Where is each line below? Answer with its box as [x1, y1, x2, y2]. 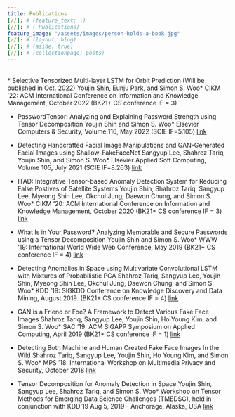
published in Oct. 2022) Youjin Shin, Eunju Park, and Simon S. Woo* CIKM [7, 84, 221, 92]
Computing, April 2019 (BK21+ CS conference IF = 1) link [17, 330, 181, 338]
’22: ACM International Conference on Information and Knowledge [7, 91, 199, 99]
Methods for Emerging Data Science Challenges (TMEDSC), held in [17, 394, 212, 403]
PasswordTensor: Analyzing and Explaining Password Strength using [17, 112, 217, 120]
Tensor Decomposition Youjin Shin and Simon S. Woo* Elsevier [17, 120, 199, 128]
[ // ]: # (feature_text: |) [7, 17, 86, 24]
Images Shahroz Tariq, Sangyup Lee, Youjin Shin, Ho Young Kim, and [17, 314, 217, 323]
